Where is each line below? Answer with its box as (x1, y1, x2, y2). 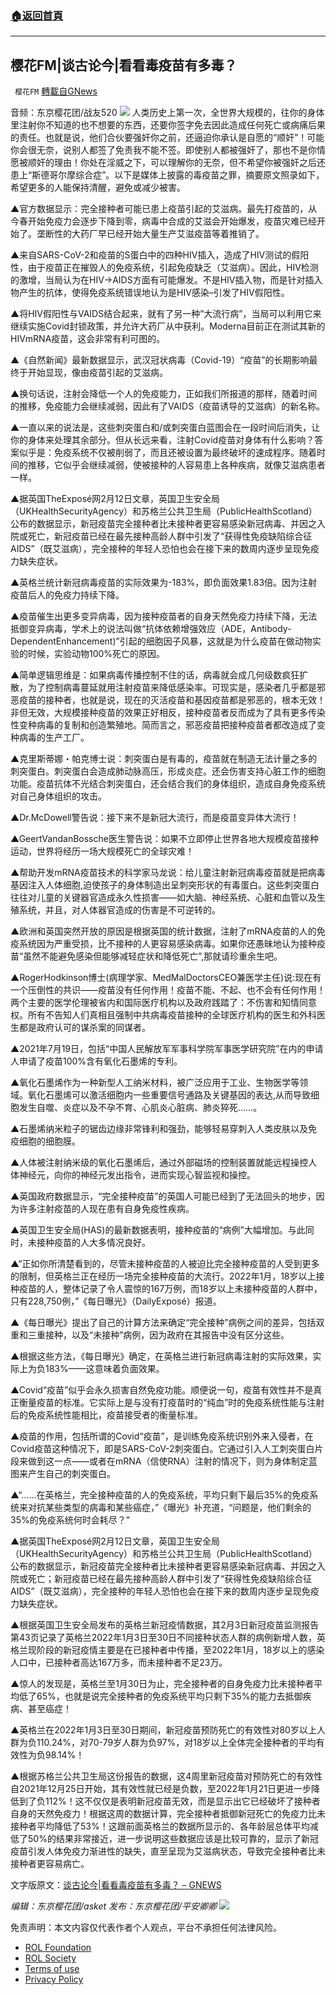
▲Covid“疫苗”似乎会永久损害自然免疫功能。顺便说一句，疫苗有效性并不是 (10, 1384, 314, 1396)
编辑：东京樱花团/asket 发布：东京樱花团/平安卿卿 (10, 1900, 218, 1912)
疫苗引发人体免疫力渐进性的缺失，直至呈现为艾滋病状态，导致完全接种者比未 (10, 1845, 326, 1857)
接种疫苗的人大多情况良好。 (36, 1237, 151, 1249)
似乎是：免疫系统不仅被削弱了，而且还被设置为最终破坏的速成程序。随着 (18, 447, 317, 459)
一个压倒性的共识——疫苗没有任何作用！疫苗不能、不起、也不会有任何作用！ (10, 984, 326, 996)
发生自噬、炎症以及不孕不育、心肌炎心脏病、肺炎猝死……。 (18, 1102, 263, 1114)
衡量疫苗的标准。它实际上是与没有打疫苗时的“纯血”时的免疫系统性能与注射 (18, 1397, 325, 1409)
